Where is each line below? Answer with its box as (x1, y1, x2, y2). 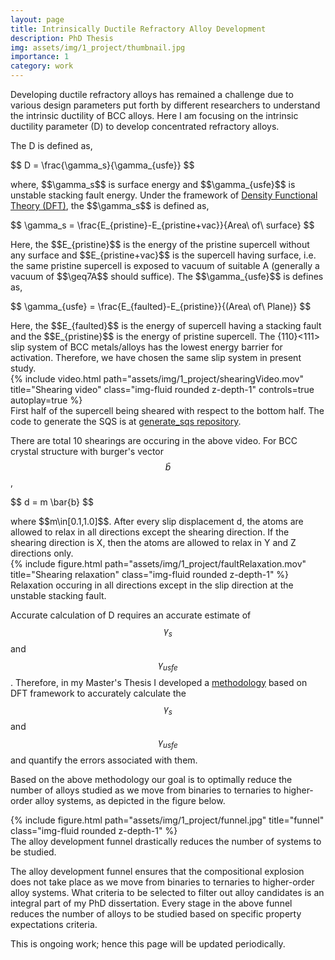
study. (10, 362, 37, 374)
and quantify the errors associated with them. (10, 754, 198, 766)
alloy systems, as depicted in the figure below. (34, 795, 226, 807)
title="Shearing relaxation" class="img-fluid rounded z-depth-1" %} (10, 569, 290, 580)
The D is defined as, (10, 140, 93, 151)
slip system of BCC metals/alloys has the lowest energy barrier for (10, 341, 283, 353)
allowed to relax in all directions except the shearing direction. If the (10, 526, 290, 538)
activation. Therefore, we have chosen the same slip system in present (10, 352, 302, 363)
